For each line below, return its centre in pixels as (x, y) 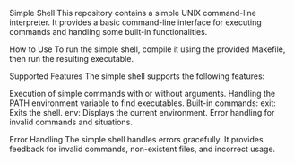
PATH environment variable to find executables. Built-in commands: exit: (143, 103)
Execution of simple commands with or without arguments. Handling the (143, 94)
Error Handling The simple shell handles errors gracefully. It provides (136, 139)
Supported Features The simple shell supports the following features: (137, 76)
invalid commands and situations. (71, 122)
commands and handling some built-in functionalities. (108, 32)
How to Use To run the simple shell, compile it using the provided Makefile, (147, 49)
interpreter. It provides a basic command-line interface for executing (135, 22)
